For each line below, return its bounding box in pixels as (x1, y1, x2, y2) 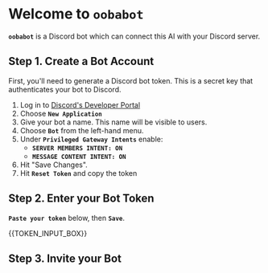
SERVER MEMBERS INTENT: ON (31, 144, 123, 153)
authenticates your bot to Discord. (8, 84, 122, 94)
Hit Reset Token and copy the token (19, 168, 138, 177)
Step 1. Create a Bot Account (8, 55, 155, 68)
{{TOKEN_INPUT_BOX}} (8, 228, 88, 238)
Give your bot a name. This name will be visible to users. (19, 117, 208, 127)
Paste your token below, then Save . (8, 213, 126, 222)
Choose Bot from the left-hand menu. (19, 125, 144, 135)
